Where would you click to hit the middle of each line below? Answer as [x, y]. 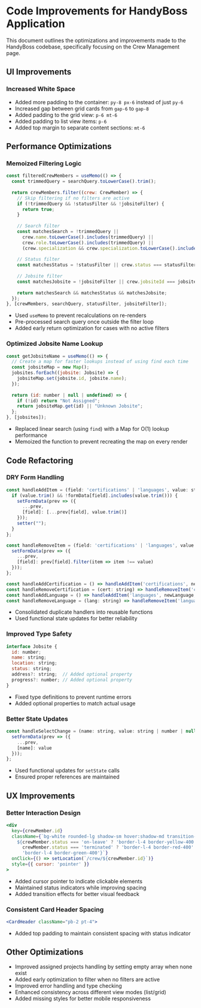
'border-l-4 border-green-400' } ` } [65, 853]
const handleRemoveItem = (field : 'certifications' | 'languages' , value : [101, 545]
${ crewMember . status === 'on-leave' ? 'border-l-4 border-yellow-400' [107, 842]
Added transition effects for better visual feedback [77, 894]
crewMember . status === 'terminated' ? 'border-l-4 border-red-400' [108, 847]
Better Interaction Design [43, 813]
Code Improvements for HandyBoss [97, 11]
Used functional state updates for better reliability [76, 618]
